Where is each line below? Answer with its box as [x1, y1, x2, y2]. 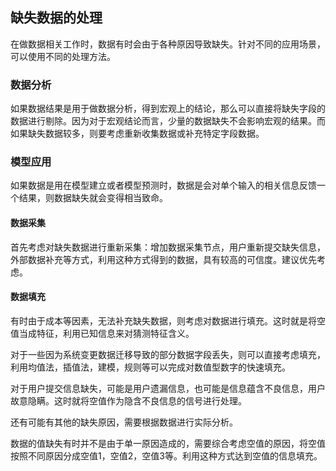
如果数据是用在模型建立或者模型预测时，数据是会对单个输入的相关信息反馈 [10, 179, 317, 192]
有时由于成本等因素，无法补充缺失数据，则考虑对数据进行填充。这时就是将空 [10, 314, 326, 327]
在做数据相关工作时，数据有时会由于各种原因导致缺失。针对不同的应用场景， [10, 38, 326, 50]
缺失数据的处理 [10, 9, 103, 27]
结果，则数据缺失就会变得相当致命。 [18, 192, 168, 204]
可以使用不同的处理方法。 [10, 50, 116, 62]
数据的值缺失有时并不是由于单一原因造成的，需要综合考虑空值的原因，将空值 [10, 437, 326, 449]
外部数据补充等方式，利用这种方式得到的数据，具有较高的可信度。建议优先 [10, 253, 317, 265]
